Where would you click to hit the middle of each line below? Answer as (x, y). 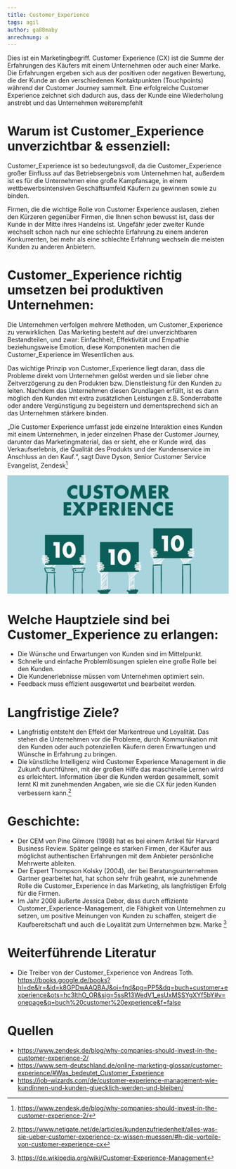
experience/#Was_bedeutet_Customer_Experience (91, 1073)
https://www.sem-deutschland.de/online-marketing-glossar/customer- (120, 1065)
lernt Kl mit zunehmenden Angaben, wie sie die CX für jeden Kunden (117, 784)
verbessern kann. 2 (44, 792)
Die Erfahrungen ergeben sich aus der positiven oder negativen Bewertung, (117, 73)
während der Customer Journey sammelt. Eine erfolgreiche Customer (108, 88)
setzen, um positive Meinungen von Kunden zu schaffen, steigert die (117, 915)
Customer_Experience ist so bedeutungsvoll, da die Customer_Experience (114, 166)
